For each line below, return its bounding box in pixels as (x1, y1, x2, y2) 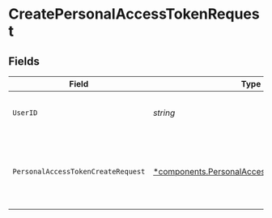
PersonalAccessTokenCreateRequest (12, 167, 146, 176)
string (152, 107, 176, 118)
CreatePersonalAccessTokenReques (8, 5, 261, 24)
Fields (8, 54, 40, 68)
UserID (12, 109, 38, 118)
